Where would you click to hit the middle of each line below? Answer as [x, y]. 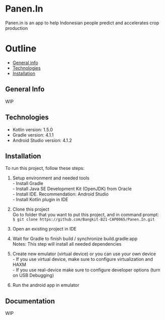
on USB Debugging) [33, 276]
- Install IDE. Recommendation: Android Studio [61, 194]
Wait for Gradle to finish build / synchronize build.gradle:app [75, 239]
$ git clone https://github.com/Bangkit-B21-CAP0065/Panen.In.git [84, 220]
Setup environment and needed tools [51, 178]
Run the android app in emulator [46, 285]
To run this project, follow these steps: [45, 168]
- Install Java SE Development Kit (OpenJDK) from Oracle [72, 189]
